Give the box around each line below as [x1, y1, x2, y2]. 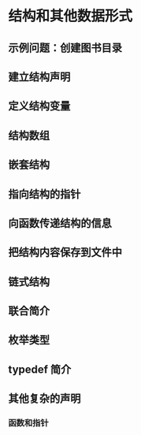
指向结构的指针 [8, 187, 81, 201]
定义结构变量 [8, 99, 71, 113]
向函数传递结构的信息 [8, 216, 112, 229]
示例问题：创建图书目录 [8, 41, 122, 54]
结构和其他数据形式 [8, 7, 133, 25]
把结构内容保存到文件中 [8, 246, 122, 259]
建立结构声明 [8, 70, 71, 84]
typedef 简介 [8, 362, 72, 376]
